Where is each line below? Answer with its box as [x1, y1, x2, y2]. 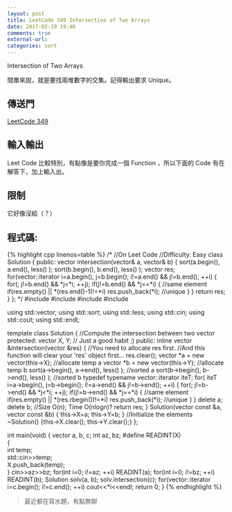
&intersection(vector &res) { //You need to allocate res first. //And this [7, 344, 206, 352]
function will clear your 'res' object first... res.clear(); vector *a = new [7, 352, 205, 360]
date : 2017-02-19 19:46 [7, 23, 76, 30]
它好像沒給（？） [7, 209, 56, 217]
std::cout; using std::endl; [7, 315, 80, 324]
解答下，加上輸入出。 [7, 167, 68, 176]
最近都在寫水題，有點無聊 [24, 497, 98, 506]
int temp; [7, 446, 33, 454]
